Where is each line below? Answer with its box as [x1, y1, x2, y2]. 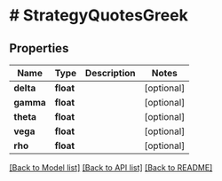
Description [84, 67, 136, 79]
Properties [9, 41, 69, 56]
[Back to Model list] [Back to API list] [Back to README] [9, 162, 213, 173]
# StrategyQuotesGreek [9, 5, 188, 26]
